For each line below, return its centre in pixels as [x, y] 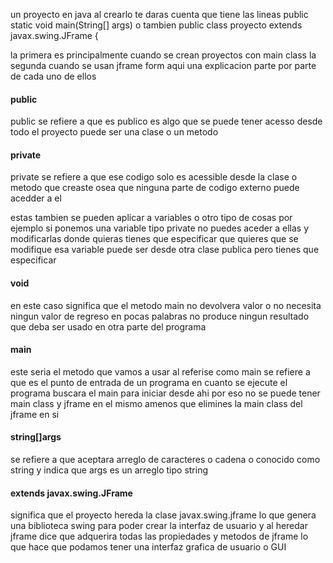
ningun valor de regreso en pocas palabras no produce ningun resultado [160, 316]
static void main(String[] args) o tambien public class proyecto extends [156, 25]
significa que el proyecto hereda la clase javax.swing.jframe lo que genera [163, 515]
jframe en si [35, 414]
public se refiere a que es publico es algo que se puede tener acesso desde [166, 121]
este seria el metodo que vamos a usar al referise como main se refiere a [160, 371]
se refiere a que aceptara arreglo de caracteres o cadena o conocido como [165, 460]
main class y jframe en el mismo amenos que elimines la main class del [156, 403]
